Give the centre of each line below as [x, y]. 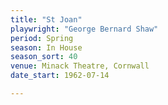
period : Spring [42, 38]
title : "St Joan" [46, 19]
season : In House [46, 47]
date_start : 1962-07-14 [60, 76]
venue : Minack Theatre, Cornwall [80, 66]
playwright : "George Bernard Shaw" [84, 29]
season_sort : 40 [44, 57]
